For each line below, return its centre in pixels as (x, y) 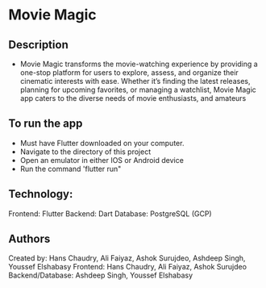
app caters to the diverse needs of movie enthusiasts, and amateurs (133, 98)
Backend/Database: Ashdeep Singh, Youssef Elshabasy (101, 275)
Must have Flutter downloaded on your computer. (102, 143)
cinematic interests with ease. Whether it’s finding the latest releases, (135, 81)
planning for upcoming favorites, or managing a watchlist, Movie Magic (138, 90)
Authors (29, 239)
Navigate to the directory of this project (85, 152)
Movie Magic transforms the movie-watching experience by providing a (139, 64)
